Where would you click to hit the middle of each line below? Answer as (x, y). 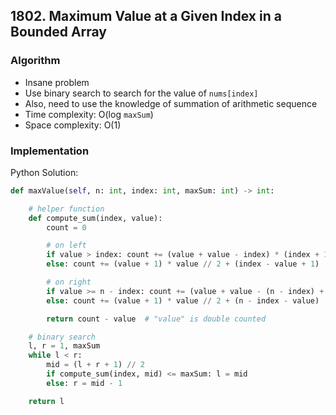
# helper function (66, 209)
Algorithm (35, 61)
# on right (69, 282)
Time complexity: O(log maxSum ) (89, 114)
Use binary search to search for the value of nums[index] (141, 93)
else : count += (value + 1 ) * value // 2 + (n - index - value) (183, 300)
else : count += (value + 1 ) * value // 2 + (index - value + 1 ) (183, 264)
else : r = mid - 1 (84, 383)
